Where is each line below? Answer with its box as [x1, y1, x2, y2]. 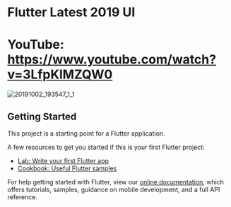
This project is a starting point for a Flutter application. [7, 129, 165, 138]
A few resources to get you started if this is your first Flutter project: [7, 143, 205, 151]
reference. [7, 192, 37, 201]
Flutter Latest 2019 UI [7, 4, 136, 20]
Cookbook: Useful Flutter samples [17, 164, 117, 172]
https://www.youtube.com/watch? [7, 52, 217, 68]
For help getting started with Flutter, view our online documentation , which [7, 177, 225, 186]
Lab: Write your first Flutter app [17, 156, 109, 165]
